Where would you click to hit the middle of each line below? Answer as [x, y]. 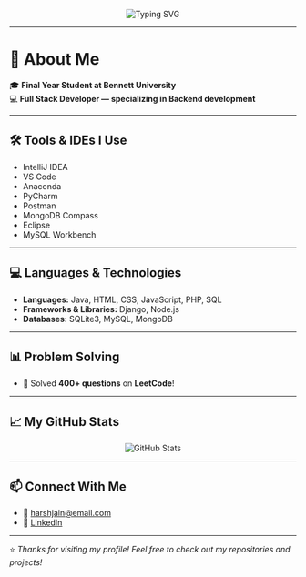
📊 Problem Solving [65, 356]
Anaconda [42, 186]
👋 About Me [55, 60]
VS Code [39, 177]
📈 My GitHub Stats [65, 422]
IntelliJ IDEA [45, 167]
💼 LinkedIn [42, 522]
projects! [26, 562]
